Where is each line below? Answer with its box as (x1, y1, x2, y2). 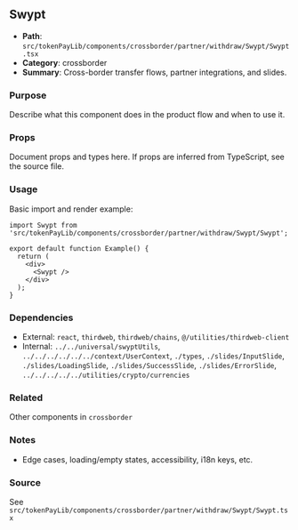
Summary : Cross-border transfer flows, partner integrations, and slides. (21, 67, 287, 77)
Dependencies (9, 311, 74, 324)
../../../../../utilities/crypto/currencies (21, 371, 190, 380)
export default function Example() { (9, 244, 149, 253)
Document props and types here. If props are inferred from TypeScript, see (9, 151, 285, 163)
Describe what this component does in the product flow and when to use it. (9, 109, 286, 120)
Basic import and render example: (9, 204, 133, 214)
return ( (17, 252, 50, 261)
